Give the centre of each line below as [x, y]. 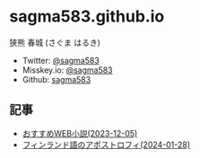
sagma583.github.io [87, 17]
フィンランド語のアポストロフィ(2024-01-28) [106, 145]
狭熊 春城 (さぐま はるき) [55, 42]
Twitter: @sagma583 [61, 60]
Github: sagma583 [57, 79]
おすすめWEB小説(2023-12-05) [80, 133]
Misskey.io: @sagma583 [68, 70]
